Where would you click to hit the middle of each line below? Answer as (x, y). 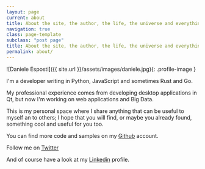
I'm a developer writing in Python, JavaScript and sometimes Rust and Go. (100, 81)
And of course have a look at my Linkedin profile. (68, 159)
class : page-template (34, 35)
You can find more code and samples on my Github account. (82, 135)
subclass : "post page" (35, 40)
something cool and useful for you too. (55, 124)
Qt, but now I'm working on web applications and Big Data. (80, 99)
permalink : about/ (30, 52)
